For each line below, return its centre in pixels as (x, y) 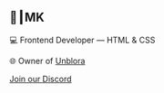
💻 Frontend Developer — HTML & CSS (82, 40)
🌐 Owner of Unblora (47, 60)
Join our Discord (41, 79)
